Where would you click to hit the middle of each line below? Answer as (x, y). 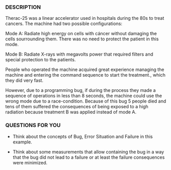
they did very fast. (24, 81)
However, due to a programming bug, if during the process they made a (81, 90)
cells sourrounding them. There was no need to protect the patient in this (82, 39)
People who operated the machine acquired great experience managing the (85, 69)
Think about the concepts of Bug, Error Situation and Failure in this (83, 136)
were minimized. (30, 162)
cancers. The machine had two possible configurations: (64, 23)
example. (22, 142)
